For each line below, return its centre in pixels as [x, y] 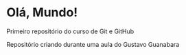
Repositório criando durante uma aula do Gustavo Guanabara [93, 44]
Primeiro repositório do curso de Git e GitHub [70, 31]
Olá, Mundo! [42, 13]
